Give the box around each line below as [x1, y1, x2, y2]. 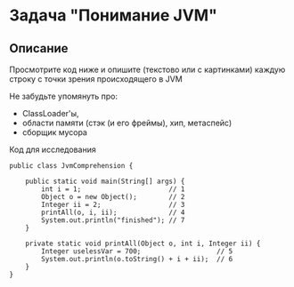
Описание [9, 41, 69, 56]
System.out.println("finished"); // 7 [41, 216, 185, 225]
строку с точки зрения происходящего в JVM [9, 74, 183, 84]
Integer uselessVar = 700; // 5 [41, 247, 233, 256]
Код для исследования [9, 144, 96, 155]
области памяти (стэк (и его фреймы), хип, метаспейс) [21, 117, 233, 128]
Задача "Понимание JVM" [9, 5, 218, 26]
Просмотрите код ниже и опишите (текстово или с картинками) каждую [9, 64, 286, 75]
